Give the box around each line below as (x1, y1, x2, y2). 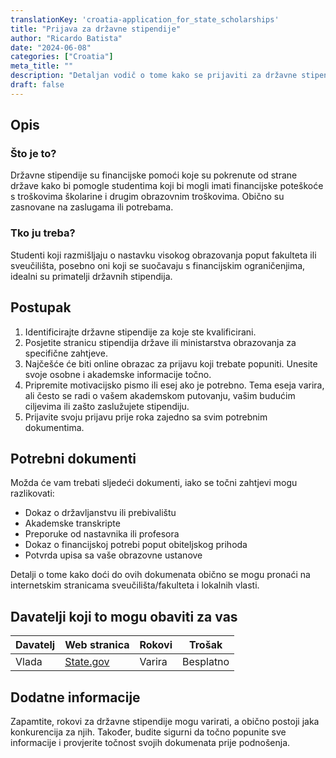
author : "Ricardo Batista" (10, 33, 123, 43)
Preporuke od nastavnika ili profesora (24, 528, 180, 540)
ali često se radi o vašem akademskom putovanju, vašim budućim (24, 389, 296, 401)
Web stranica (64, 638, 130, 652)
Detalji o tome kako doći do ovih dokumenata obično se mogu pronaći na (10, 569, 311, 581)
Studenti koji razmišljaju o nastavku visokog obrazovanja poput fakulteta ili (10, 249, 317, 261)
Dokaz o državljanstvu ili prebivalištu (24, 507, 177, 519)
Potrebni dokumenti (10, 450, 137, 467)
